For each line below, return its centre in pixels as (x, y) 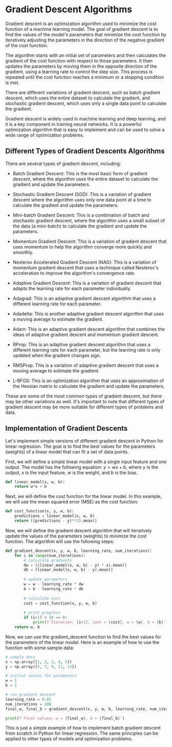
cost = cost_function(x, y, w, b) (60, 603)
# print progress (42, 613)
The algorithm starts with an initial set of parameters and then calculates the (86, 55)
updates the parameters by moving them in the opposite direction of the (81, 66)
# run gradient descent (31, 695)
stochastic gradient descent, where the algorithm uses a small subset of (89, 220)
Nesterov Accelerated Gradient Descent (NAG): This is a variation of (84, 262)
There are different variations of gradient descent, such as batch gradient (83, 92)
